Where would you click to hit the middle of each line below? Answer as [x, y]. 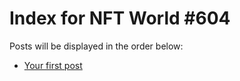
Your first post [53, 65]
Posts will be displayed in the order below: [96, 46]
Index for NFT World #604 [120, 18]
